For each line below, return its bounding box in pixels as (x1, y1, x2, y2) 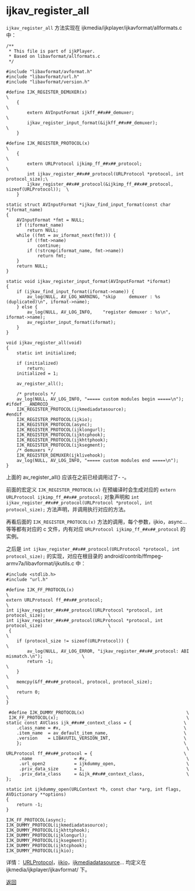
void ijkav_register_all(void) (6, 340, 82, 346)
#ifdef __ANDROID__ (6, 401, 54, 407)
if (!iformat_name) (16, 222, 64, 228)
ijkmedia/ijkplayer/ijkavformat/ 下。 (6, 866, 90, 873)
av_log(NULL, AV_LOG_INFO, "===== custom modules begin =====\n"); (16, 396, 184, 402)
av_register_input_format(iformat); (27, 319, 116, 325)
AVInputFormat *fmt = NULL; (16, 217, 85, 223)
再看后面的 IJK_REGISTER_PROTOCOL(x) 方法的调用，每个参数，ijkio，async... (6, 518, 187, 525)
